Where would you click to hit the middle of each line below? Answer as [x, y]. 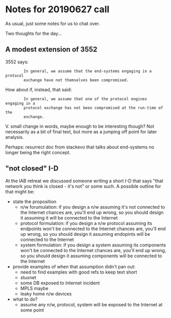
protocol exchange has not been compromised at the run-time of [93, 108]
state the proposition [34, 201]
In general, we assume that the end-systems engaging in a [88, 71]
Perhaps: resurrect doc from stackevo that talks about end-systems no [80, 147]
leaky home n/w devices [46, 293]
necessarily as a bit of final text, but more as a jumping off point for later [81, 132]
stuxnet [28, 277]
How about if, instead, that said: [39, 89]
